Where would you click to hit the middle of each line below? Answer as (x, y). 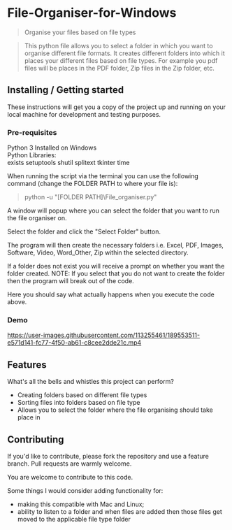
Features (27, 365)
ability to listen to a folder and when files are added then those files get (119, 511)
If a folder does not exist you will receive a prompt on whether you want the (116, 266)
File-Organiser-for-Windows (92, 13)
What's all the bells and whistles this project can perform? (91, 382)
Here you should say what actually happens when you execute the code (111, 294)
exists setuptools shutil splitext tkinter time (68, 163)
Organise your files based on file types (80, 32)
